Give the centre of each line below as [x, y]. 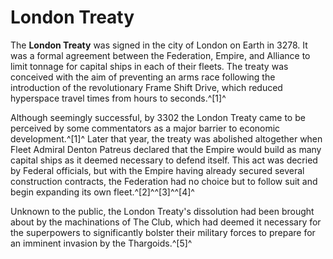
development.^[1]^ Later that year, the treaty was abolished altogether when [166, 138]
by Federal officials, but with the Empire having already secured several [157, 170]
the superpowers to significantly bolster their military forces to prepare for [163, 232]
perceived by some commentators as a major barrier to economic [145, 128]
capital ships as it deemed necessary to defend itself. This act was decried [164, 160]
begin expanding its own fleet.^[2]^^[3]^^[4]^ [102, 192]
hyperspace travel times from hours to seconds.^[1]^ [118, 98]
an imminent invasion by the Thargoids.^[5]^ [101, 243]
